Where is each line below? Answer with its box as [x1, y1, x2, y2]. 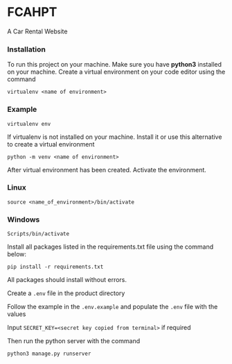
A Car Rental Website [7, 27, 68, 35]
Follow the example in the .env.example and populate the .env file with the [7, 303, 218, 311]
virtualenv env [7, 120, 51, 127]
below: [7, 250, 26, 258]
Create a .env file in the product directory [7, 289, 125, 297]
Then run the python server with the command [7, 337, 141, 345]
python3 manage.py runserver [7, 350, 91, 358]
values [7, 310, 26, 318]
